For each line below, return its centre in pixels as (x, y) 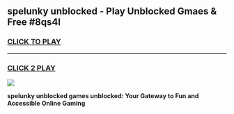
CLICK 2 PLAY (31, 68)
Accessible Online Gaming (46, 103)
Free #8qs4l (34, 22)
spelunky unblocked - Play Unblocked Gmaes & (112, 11)
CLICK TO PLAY (34, 42)
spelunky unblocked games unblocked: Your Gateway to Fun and (103, 95)
